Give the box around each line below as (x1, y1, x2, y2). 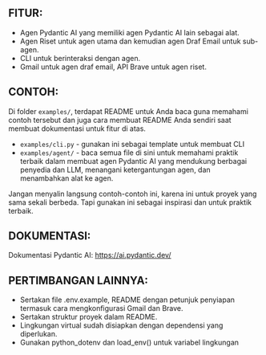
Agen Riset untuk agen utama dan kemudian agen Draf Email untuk (19, 36, 241, 46)
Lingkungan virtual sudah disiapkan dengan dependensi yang (19, 320, 224, 330)
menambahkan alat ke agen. (19, 173, 114, 183)
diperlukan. (19, 329, 58, 339)
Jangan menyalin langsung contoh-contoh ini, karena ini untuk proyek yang (8, 189, 257, 198)
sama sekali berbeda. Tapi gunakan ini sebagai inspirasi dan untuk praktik (8, 197, 252, 207)
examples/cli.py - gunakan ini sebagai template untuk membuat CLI (19, 139, 245, 149)
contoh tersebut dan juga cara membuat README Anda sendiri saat (8, 115, 232, 124)
